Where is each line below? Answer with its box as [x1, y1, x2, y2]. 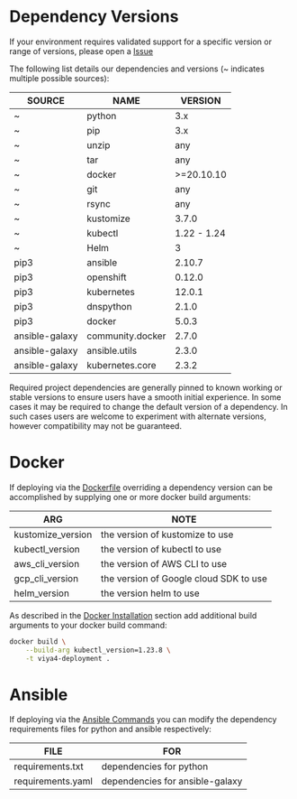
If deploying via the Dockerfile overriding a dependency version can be [9, 481, 273, 493]
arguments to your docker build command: [9, 619, 167, 630]
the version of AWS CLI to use [100, 557, 228, 570]
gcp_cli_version [13, 571, 79, 584]
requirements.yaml [13, 775, 93, 787]
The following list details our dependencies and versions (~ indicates [9, 63, 265, 74]
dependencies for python [101, 760, 209, 773]
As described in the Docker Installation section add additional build [9, 609, 257, 620]
